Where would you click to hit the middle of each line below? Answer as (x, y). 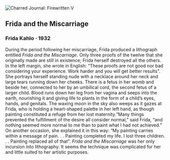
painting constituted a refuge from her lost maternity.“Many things (75, 114)
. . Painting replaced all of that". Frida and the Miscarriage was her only (80, 141)
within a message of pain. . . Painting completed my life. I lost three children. (85, 136)
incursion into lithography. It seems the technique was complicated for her (83, 146)
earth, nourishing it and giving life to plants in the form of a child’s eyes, (80, 98)
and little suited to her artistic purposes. (47, 152)
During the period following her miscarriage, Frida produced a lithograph (81, 49)
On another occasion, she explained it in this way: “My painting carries (79, 130)
